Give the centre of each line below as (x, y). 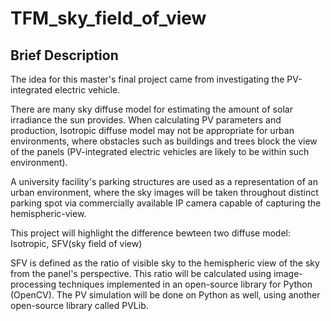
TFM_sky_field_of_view (108, 18)
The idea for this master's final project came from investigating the (147, 79)
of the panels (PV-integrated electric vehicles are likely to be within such (160, 151)
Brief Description (64, 55)
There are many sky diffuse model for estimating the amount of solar (151, 109)
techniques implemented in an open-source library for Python (185, 284)
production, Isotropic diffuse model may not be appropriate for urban (152, 130)
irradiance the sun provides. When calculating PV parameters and (146, 120)
